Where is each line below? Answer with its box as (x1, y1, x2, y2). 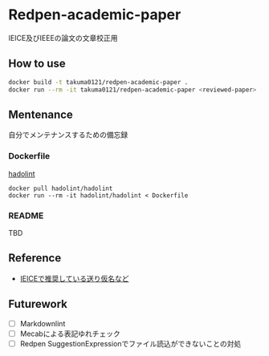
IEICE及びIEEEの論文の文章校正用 (8, 33, 118, 42)
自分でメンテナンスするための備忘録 (8, 130, 128, 140)
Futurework (8, 297, 68, 311)
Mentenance (8, 107, 74, 121)
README (8, 210, 44, 221)
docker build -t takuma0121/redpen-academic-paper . (8, 78, 189, 86)
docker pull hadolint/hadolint (8, 184, 113, 192)
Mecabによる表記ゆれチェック (19, 329, 120, 338)
